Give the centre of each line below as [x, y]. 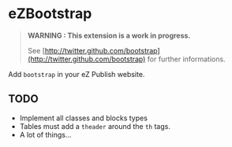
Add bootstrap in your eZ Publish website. [77, 74]
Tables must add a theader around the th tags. [95, 126]
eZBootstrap [50, 14]
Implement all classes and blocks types [84, 118]
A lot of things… [45, 134]
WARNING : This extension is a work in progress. [109, 35]
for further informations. [187, 59]
